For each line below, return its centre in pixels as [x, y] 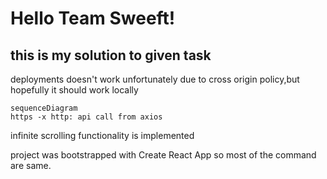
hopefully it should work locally [74, 90]
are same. [31, 165]
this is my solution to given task [111, 55]
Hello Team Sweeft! [93, 18]
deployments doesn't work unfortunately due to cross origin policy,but [155, 79]
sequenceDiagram [44, 108]
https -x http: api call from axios [86, 117]
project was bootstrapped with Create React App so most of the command [163, 155]
